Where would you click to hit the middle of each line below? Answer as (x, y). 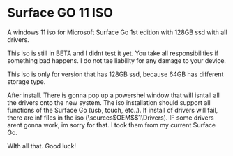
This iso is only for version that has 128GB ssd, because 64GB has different (115, 74)
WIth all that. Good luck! (42, 146)
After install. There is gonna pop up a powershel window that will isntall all (113, 95)
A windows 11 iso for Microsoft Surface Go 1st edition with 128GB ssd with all (117, 32)
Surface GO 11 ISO (60, 13)
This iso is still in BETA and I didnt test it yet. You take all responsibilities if (113, 53)
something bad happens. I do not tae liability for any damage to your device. (117, 60)
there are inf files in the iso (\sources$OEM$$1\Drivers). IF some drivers (111, 118)
